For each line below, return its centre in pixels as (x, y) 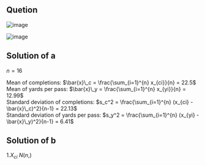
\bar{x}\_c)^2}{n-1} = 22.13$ (42, 108)
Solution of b (31, 141)
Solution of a (31, 56)
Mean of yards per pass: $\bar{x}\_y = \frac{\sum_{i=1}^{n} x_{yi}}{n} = (96, 89)
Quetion (22, 10)
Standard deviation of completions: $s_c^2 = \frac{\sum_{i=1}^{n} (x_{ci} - (100, 102)
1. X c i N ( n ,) (19, 156)
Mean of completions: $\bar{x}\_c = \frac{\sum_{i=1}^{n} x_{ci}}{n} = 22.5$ (101, 82)
